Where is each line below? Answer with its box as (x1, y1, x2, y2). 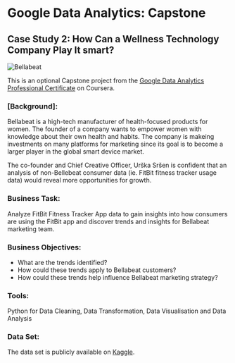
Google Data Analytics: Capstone (7, 5, 206, 21)
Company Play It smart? (7, 44, 115, 56)
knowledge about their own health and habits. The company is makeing (7, 133, 215, 141)
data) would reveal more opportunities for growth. (7, 176, 152, 185)
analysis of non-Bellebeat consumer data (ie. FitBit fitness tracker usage (7, 168, 217, 177)
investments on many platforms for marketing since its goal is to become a (7, 140, 224, 149)
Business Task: (7, 194, 61, 204)
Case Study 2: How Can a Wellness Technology (7, 33, 220, 45)
